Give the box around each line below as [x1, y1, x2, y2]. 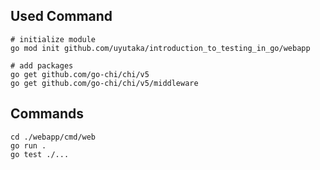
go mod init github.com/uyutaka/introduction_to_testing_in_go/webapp [10, 43, 311, 53]
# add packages [10, 60, 74, 71]
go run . [10, 140, 47, 151]
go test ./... [10, 149, 70, 159]
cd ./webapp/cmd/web [10, 132, 97, 142]
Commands [10, 105, 85, 123]
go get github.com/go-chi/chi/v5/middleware [10, 78, 199, 88]
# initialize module [10, 34, 97, 44]
